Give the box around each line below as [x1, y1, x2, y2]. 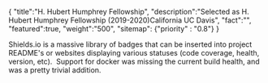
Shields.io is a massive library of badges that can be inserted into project [8, 39, 253, 49]
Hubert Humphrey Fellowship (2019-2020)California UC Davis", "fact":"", [8, 15, 252, 25]
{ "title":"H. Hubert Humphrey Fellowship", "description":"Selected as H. [8, 7, 249, 16]
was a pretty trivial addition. [8, 65, 102, 75]
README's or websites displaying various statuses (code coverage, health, [8, 48, 260, 57]
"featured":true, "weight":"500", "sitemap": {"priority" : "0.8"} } [8, 24, 219, 33]
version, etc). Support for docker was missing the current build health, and [8, 56, 260, 66]
